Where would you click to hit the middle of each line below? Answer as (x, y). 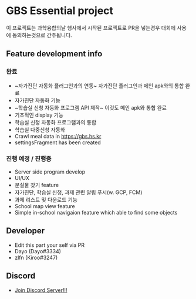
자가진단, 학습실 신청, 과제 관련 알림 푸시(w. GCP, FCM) (78, 192)
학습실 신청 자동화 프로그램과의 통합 (55, 122)
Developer (26, 231)
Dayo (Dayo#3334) (38, 251)
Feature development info (54, 54)
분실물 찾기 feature (37, 185)
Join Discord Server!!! (41, 290)
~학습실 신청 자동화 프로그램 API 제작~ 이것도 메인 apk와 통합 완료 (91, 107)
